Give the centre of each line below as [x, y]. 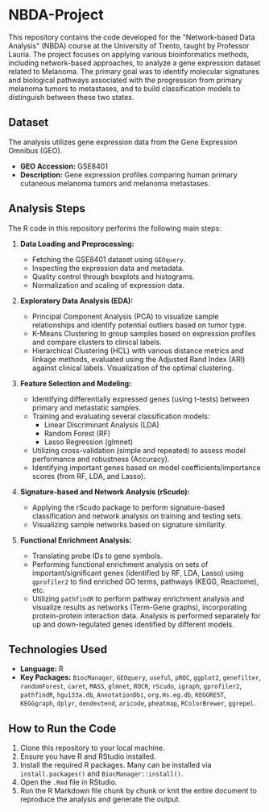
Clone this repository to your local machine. [92, 748]
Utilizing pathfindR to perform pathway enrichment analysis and [138, 598]
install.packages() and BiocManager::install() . [101, 774]
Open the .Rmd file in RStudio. [68, 782]
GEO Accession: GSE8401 [64, 166]
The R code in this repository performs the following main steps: [115, 228]
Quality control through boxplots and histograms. [113, 277]
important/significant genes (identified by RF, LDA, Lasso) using [138, 573]
